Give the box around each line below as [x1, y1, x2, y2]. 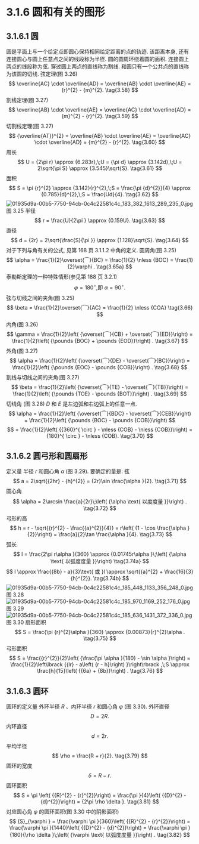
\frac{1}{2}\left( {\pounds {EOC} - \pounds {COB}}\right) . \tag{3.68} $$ [11, 363, 188, 370]
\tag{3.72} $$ [83, 505, 117, 512]
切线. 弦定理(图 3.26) [26, 70, 78, 78]
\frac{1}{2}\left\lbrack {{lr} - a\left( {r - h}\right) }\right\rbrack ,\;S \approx [10, 661, 190, 668]
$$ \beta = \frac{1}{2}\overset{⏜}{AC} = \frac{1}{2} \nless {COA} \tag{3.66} [7, 304, 193, 311]
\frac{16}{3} [164, 568, 194, 576]
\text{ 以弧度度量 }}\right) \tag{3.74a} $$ [50, 558, 150, 565]
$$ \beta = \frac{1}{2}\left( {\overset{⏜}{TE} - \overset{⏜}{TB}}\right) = [11, 383, 189, 391]
